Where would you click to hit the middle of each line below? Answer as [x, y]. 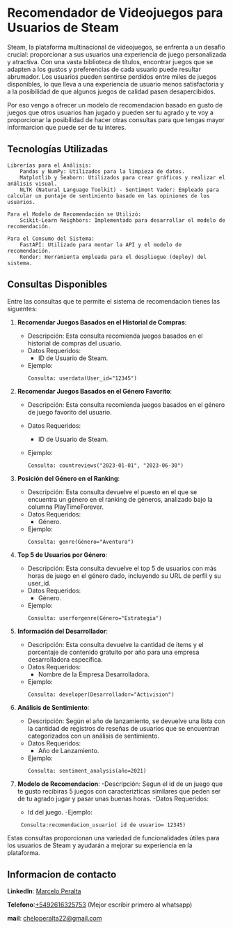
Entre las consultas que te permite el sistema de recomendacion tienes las [114, 301]
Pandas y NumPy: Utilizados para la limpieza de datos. [103, 171]
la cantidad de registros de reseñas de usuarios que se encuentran [123, 728]
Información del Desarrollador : [62, 631]
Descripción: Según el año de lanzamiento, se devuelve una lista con [126, 721]
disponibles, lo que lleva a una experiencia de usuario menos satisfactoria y [115, 84]
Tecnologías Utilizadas [58, 149]
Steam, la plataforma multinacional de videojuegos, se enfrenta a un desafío [116, 47]
